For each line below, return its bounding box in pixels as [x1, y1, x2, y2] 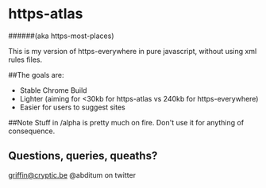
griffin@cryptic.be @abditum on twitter [8, 170, 137, 179]
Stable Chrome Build [19, 85, 87, 95]
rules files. [8, 55, 42, 64]
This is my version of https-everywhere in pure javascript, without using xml [8, 46, 257, 56]
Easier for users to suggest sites [19, 102, 125, 112]
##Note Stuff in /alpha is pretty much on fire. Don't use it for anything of [8, 117, 245, 127]
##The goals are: [8, 70, 64, 79]
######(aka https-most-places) [8, 31, 114, 40]
